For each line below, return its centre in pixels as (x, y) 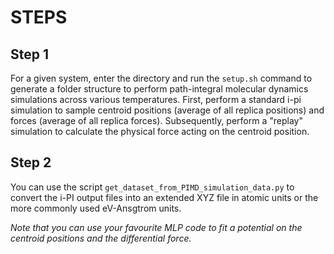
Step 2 (31, 162)
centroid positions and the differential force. (101, 238)
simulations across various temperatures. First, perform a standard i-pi (156, 99)
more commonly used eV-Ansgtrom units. (96, 208)
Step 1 (30, 54)
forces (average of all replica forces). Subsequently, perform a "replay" (156, 120)
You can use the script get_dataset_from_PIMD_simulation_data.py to (152, 187)
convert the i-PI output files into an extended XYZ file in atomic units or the (164, 197)
